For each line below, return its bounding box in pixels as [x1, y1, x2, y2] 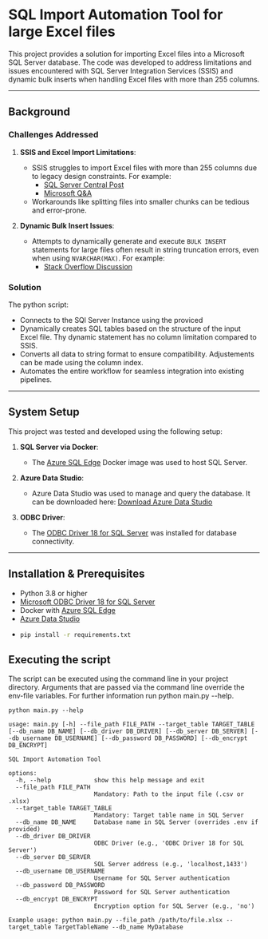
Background [8, 105, 70, 119]
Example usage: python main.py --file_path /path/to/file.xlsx [8, 917, 223, 925]
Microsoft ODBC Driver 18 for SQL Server [19, 597, 156, 607]
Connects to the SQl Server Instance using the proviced [19, 315, 203, 324]
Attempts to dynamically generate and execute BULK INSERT [31, 236, 227, 245]
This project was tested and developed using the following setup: [8, 426, 223, 436]
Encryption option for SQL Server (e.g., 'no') [93, 902, 255, 910]
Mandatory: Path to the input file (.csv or [93, 790, 245, 798]
